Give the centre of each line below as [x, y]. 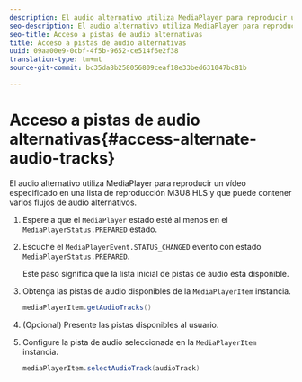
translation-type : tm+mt [56, 59]
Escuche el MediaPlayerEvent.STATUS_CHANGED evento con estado [142, 246]
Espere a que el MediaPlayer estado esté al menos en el [125, 219]
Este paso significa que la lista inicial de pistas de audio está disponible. [155, 273]
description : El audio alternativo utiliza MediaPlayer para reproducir [148, 18]
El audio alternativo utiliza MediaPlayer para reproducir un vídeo [128, 183]
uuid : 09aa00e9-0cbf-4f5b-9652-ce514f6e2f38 [94, 51]
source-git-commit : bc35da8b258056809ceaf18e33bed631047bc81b [128, 68]
